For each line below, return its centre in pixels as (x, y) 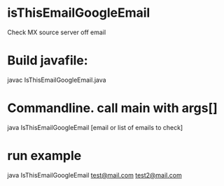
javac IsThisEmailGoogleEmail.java (57, 80)
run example (44, 156)
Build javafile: (48, 60)
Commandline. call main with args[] (113, 108)
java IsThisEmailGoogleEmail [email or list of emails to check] (95, 127)
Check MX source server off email (57, 32)
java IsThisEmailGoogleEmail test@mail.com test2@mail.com (94, 175)
